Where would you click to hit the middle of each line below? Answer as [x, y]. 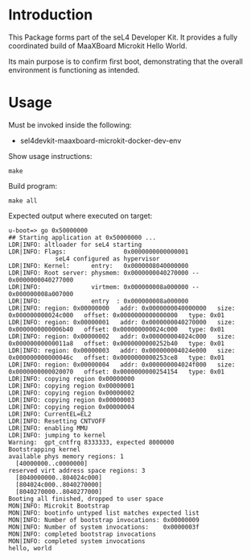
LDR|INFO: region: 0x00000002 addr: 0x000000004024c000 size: [122, 336]
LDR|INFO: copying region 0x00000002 [72, 393]
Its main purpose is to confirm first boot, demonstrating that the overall [125, 61]
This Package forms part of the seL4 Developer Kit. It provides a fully [123, 37]
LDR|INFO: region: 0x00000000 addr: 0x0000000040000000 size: [122, 308]
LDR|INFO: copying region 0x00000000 [72, 378]
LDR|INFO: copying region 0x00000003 [72, 400]
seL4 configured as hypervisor [107, 259]
